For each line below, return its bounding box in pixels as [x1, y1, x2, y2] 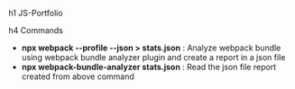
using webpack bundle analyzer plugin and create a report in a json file [21, 52, 286, 62]
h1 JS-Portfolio [8, 8, 64, 18]
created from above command [21, 71, 134, 82]
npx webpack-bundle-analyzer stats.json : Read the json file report [21, 62, 277, 72]
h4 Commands [8, 25, 64, 35]
